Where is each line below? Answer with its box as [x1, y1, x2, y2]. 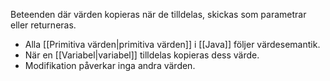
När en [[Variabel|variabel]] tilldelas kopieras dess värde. [24, 49, 260, 61]
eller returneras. [10, 19, 77, 31]
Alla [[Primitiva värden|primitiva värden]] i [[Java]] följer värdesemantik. [24, 39, 321, 50]
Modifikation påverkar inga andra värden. [24, 60, 196, 71]
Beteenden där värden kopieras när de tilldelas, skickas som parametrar [10, 9, 307, 20]
